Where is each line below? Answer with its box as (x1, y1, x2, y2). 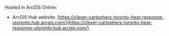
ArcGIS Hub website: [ (12, 14, 59, 20)
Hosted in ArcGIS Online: (5, 5, 57, 10)
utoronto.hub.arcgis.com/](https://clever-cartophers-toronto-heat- (12, 20, 153, 25)
